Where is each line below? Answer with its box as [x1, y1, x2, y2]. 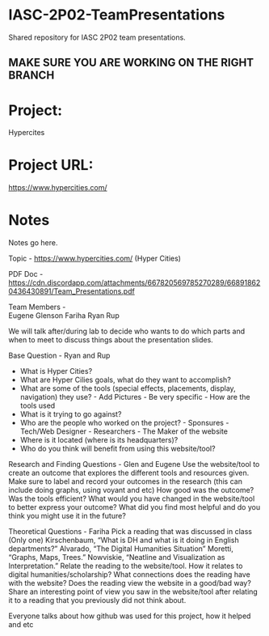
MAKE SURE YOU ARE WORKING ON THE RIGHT [8, 56, 254, 70]
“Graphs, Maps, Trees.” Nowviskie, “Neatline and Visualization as [8, 553, 225, 562]
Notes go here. [8, 238, 58, 248]
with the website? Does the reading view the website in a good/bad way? [8, 579, 252, 588]
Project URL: [8, 156, 94, 175]
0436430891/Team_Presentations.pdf [8, 286, 135, 296]
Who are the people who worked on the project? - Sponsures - [19, 418, 229, 428]
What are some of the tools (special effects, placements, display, [19, 384, 236, 393]
